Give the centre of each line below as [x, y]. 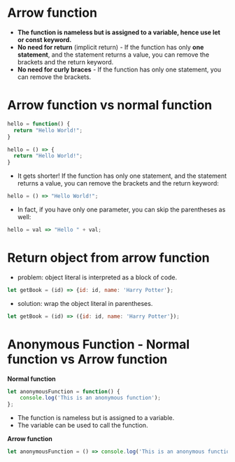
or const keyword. [44, 39]
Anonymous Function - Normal [99, 344]
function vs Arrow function [87, 359]
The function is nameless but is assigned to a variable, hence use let [119, 32]
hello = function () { [39, 124]
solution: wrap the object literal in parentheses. [85, 303]
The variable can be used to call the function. [83, 426]
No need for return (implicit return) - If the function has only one [111, 47]
